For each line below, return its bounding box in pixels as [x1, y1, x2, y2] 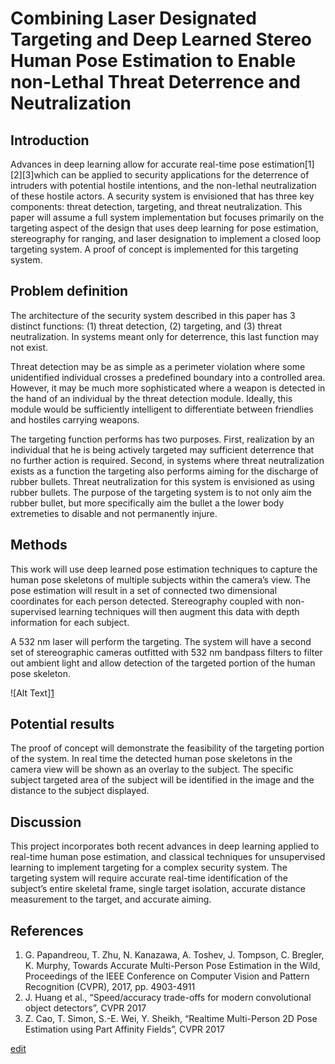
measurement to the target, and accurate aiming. [10, 893, 212, 906]
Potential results [10, 716, 115, 733]
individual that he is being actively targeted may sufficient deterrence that [10, 443, 315, 456]
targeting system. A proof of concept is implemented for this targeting [10, 243, 299, 255]
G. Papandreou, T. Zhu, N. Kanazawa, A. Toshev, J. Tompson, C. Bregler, [24, 949, 325, 961]
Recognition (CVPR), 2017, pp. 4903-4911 [24, 981, 196, 993]
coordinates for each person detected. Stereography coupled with [10, 595, 283, 607]
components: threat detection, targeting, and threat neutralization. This [10, 201, 303, 212]
